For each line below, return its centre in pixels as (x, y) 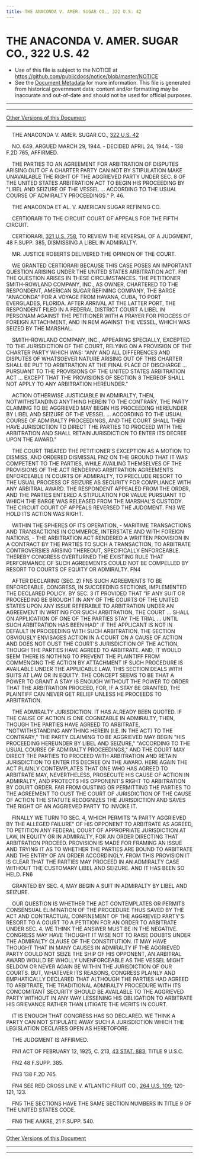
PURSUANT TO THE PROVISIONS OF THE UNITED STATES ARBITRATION (96, 371)
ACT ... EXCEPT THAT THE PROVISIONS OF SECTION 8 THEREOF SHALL (95, 377)
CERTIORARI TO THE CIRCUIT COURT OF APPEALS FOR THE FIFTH (95, 218)
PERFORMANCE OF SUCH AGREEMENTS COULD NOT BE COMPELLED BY (97, 563)
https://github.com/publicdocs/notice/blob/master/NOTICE (86, 76)
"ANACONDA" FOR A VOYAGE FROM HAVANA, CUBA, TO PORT (84, 297)
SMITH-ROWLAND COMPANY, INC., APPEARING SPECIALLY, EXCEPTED (101, 340)
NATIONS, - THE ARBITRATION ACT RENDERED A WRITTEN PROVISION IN (98, 538)
